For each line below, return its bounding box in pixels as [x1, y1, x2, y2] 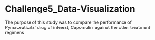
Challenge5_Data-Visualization [5, 3, 135, 14]
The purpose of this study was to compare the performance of [5, 19, 132, 25]
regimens [5, 29, 25, 35]
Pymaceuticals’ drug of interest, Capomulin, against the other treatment [5, 24, 150, 30]
